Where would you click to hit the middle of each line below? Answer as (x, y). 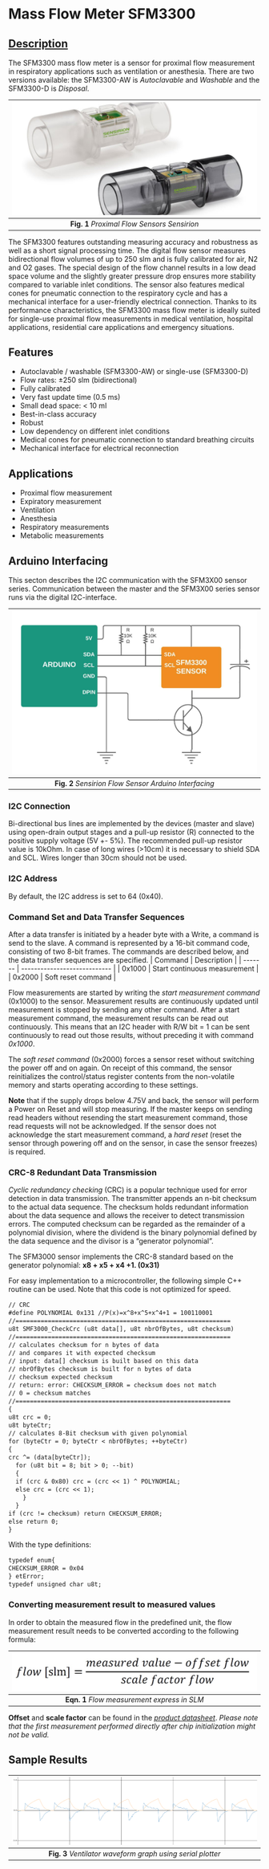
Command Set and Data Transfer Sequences (96, 917)
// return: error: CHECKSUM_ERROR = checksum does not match (112, 1386)
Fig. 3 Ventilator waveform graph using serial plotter (134, 1854)
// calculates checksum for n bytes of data (84, 1346)
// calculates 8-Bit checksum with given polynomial (98, 1434)
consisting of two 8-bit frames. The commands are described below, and (129, 951)
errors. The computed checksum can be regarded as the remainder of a (127, 1224)
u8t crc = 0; (30, 1418)
